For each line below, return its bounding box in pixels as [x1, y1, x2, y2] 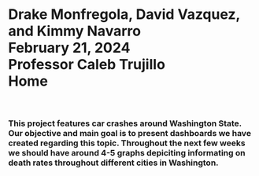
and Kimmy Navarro [8, 22, 142, 40]
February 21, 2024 [8, 39, 131, 57]
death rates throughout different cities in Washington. [8, 157, 219, 168]
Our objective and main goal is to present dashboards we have [8, 127, 252, 138]
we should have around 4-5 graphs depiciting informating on [8, 147, 246, 158]
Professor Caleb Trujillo [8, 56, 165, 74]
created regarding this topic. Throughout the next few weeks [8, 137, 246, 148]
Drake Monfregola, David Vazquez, [8, 5, 240, 24]
